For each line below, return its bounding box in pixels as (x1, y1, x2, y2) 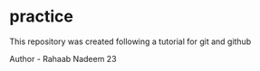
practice (9, 6, 74, 27)
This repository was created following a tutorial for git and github (9, 36, 252, 47)
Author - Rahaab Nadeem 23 (9, 53, 117, 64)
